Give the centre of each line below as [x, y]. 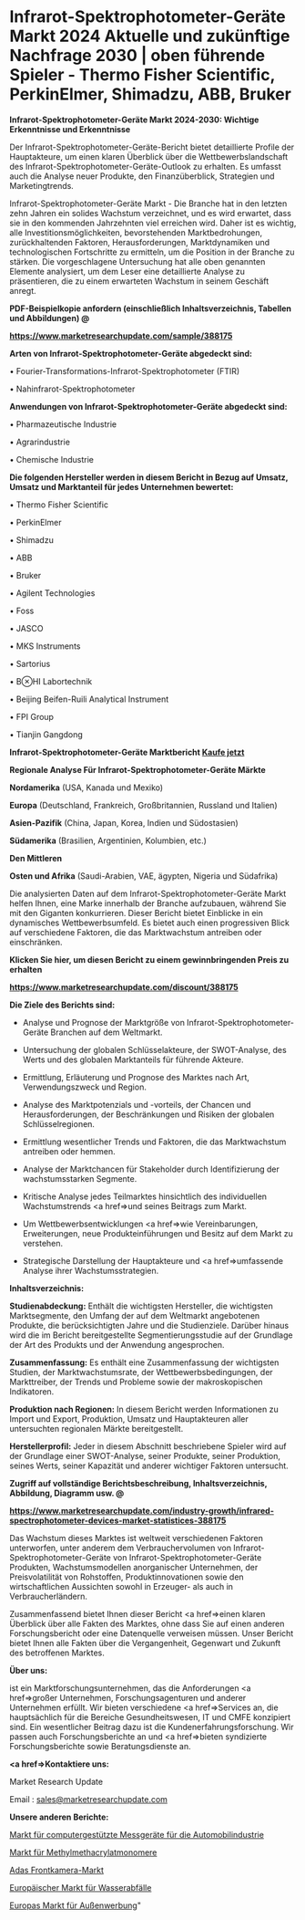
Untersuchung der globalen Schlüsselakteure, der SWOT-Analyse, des [154, 1049]
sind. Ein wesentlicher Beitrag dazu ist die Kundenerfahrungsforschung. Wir [152, 1727]
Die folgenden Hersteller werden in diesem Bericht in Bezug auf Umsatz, [149, 477]
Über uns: [29, 1670]
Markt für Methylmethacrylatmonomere [83, 1852]
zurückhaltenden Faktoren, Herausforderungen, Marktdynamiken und [140, 242]
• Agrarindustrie [40, 442]
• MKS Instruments [45, 646]
